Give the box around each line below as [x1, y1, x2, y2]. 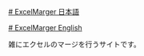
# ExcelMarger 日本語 [8, 7, 80, 16]
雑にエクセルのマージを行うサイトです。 [8, 39, 142, 49]
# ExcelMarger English [8, 23, 82, 32]
